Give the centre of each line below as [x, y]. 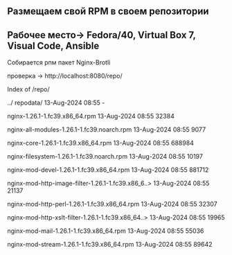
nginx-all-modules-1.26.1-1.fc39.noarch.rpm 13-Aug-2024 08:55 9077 [107, 130]
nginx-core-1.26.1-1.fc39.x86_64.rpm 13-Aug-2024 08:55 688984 [100, 143]
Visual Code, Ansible [53, 45]
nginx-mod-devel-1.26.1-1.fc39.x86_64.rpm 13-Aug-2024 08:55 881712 [108, 170]
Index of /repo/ [28, 89]
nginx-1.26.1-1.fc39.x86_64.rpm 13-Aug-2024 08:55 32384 [91, 116]
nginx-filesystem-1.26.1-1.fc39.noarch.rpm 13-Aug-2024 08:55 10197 [105, 157]
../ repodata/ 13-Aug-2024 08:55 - [56, 103]
